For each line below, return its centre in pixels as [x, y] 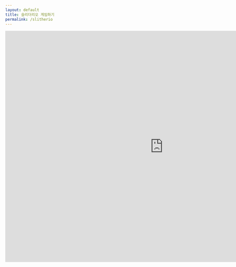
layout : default [22, 10]
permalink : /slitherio [29, 19]
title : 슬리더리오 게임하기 [30, 15]
